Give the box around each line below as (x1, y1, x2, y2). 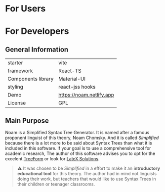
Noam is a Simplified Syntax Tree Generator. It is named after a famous (5, 130, 150, 135)
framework (7, 67, 33, 74)
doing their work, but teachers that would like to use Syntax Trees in (17, 176, 156, 182)
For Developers (5, 26, 69, 37)
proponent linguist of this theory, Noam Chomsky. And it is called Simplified (5, 135, 159, 141)
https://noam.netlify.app (58, 92, 115, 98)
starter (7, 59, 23, 66)
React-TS (58, 67, 82, 74)
